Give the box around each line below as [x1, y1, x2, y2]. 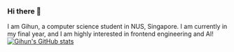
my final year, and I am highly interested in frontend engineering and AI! [7, 30, 214, 38]
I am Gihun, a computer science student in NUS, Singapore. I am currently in [7, 22, 228, 31]
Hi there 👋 [7, 6, 42, 16]
